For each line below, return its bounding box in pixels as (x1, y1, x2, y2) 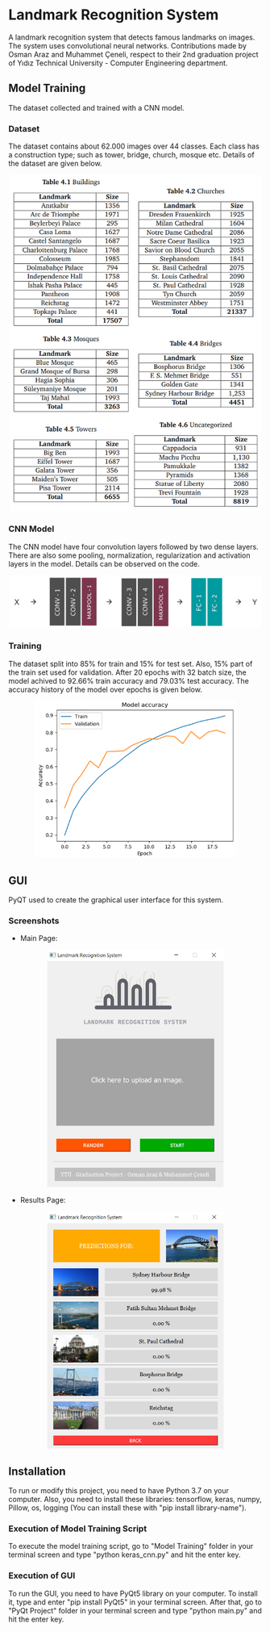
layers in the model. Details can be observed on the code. (8, 559, 200, 568)
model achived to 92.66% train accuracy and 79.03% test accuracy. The (8, 676, 250, 685)
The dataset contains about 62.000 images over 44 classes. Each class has (8, 141, 260, 151)
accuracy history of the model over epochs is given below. (8, 684, 203, 694)
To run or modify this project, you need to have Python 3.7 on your (8, 1486, 230, 1496)
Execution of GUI (8, 1570, 76, 1581)
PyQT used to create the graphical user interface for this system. (8, 895, 224, 905)
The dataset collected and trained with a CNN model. (8, 103, 185, 112)
